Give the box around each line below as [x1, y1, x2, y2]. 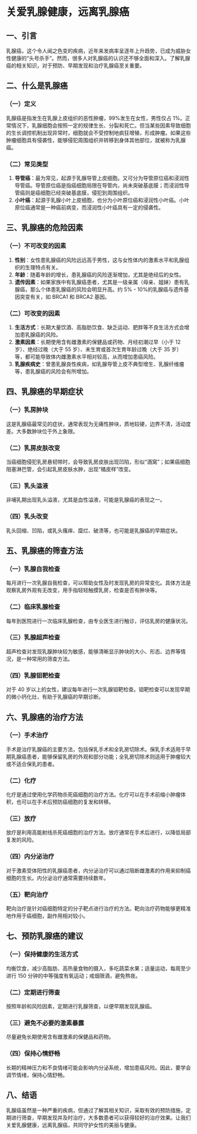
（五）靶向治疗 [6, 890, 49, 899]
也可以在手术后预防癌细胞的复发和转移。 [16, 798, 114, 806]
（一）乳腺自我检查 [6, 565, 60, 573]
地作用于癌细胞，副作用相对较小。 [6, 912, 89, 919]
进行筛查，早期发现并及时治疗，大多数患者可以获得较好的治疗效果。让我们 [11, 1114, 191, 1121]
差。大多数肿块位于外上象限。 [6, 428, 78, 435]
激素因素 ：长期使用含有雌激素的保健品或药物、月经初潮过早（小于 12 [14, 338, 181, 345]
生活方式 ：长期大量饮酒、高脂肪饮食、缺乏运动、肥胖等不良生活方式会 [14, 323, 185, 331]
